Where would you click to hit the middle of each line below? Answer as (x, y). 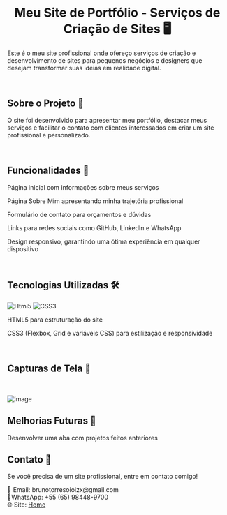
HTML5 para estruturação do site (55, 320)
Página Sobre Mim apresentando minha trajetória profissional (95, 201)
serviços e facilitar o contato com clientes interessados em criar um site (111, 128)
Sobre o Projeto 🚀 (46, 104)
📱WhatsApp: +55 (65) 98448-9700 (58, 498)
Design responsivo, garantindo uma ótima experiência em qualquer (104, 241)
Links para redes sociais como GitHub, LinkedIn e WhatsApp (94, 227)
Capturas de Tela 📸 (49, 369)
